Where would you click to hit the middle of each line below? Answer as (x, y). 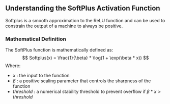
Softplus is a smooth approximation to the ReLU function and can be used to (85, 20)
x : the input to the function (41, 76)
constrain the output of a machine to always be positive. (64, 26)
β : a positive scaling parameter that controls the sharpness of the (82, 81)
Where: (13, 66)
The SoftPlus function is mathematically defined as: (59, 50)
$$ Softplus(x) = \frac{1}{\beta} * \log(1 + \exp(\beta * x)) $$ (86, 58)
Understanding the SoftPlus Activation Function (83, 8)
